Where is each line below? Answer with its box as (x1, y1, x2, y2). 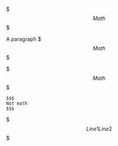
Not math (6, 100, 28, 106)
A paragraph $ (6, 35, 41, 43)
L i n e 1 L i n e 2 (86, 125, 112, 132)
